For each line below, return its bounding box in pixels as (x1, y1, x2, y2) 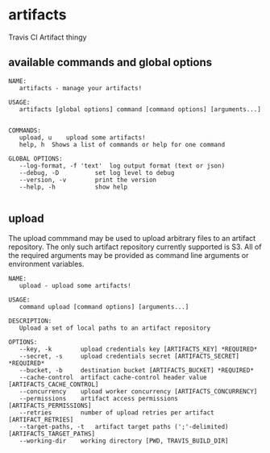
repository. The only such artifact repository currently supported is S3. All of (8, 242, 262, 251)
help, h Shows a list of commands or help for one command (19, 140, 226, 148)
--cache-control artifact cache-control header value (19, 373, 207, 381)
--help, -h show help (19, 183, 128, 191)
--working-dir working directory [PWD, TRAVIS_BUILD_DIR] (19, 437, 229, 445)
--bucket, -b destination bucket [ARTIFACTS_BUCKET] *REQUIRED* (19, 366, 254, 374)
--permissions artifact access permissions (19, 394, 179, 402)
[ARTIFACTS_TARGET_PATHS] (8, 430, 95, 438)
